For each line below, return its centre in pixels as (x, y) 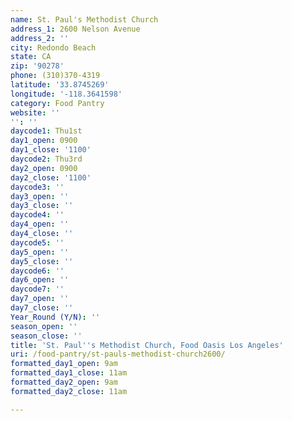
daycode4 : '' (37, 215)
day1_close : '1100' (51, 150)
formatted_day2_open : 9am (64, 382)
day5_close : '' (42, 261)
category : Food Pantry (57, 103)
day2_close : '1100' (51, 177)
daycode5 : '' (37, 242)
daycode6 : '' (37, 271)
